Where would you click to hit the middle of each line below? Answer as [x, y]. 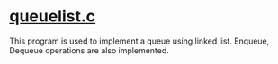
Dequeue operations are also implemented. [89, 50]
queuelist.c [53, 16]
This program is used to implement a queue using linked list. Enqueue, [139, 41]
